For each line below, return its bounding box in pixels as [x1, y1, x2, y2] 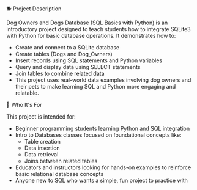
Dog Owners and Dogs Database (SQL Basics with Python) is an [6, 19, 168, 26]
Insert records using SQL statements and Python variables [15, 57, 163, 64]
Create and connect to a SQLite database [15, 44, 120, 51]
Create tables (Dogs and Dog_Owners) [15, 51, 113, 57]
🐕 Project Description [6, 5, 62, 12]
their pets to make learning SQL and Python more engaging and [15, 83, 176, 90]
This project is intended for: [6, 113, 76, 120]
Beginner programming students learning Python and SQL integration [15, 125, 190, 132]
